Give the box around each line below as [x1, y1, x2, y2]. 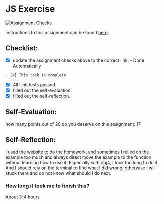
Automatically [12, 63, 41, 69]
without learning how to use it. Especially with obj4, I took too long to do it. [5, 159, 159, 165]
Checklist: [5, 44, 38, 53]
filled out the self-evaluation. [12, 87, 72, 93]
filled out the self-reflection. [12, 93, 70, 99]
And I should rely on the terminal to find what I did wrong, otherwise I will [5, 165, 156, 171]
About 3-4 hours [5, 194, 40, 200]
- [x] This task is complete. [5, 72, 69, 78]
